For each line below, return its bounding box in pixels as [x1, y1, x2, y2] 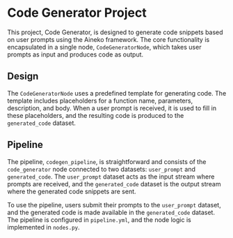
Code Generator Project [7, 5, 147, 21]
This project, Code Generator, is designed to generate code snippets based [7, 28, 224, 36]
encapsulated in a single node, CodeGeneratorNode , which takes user [7, 43, 202, 51]
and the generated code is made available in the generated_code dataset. [7, 208, 216, 216]
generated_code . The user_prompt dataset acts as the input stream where [7, 172, 215, 181]
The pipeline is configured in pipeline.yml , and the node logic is [7, 215, 191, 224]
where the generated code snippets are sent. [7, 187, 137, 195]
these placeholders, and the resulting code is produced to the [7, 111, 184, 119]
